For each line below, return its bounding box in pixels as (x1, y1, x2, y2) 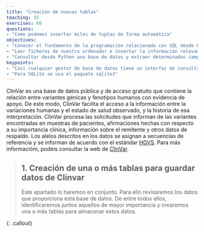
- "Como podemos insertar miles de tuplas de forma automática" (6, 31, 172, 38)
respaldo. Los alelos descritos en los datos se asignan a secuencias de (6, 133, 184, 140)
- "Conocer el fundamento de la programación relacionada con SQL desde (6, 43, 194, 49)
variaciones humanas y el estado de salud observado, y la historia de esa (6, 107, 190, 114)
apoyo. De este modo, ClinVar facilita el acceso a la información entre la (6, 101, 186, 108)
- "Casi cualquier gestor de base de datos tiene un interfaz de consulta (6, 65, 200, 71)
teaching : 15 (6, 15, 39, 21)
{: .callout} (6, 219, 32, 227)
